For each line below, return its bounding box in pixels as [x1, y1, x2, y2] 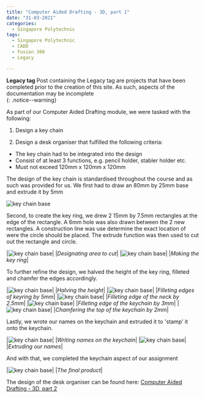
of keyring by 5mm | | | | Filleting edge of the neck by [6, 293, 179, 300]
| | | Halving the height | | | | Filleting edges [6, 286, 195, 294]
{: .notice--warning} [6, 96, 57, 103]
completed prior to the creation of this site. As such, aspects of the [6, 83, 176, 91]
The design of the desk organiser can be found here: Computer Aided [6, 378, 182, 386]
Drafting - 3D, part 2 [6, 385, 58, 392]
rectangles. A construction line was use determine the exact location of [6, 225, 187, 232]
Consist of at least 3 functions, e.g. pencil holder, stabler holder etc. [15, 157, 187, 164]
